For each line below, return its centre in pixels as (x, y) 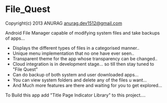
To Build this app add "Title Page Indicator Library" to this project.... (75, 95)
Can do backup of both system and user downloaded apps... (75, 74)
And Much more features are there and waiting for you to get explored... (87, 85)
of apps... (15, 38)
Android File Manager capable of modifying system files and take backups (82, 33)
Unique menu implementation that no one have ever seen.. (73, 53)
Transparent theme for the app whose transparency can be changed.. (85, 58)
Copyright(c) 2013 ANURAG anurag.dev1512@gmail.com (64, 23)
